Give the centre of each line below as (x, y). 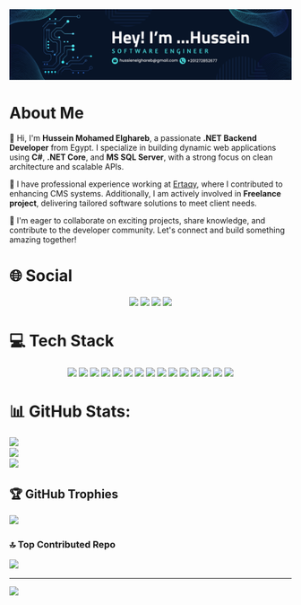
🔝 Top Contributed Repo (63, 545)
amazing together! (43, 239)
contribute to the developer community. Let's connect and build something (147, 230)
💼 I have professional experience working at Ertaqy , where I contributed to (146, 184)
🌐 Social (41, 276)
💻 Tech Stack (62, 341)
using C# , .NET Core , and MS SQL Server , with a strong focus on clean (141, 157)
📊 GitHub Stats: (70, 411)
